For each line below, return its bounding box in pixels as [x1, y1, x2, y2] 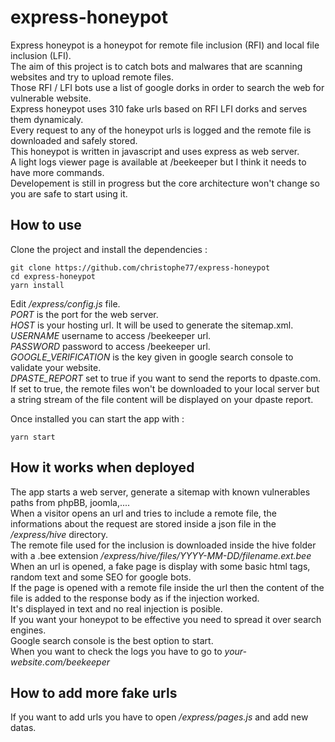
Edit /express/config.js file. [10, 297, 121, 310]
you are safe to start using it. [10, 187, 128, 200]
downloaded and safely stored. [10, 134, 138, 146]
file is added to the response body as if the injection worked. [10, 592, 260, 604]
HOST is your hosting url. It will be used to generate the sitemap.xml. [10, 319, 294, 331]
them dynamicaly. [10, 113, 84, 125]
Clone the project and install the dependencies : [10, 243, 208, 255]
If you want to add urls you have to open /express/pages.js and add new [10, 711, 309, 723]
